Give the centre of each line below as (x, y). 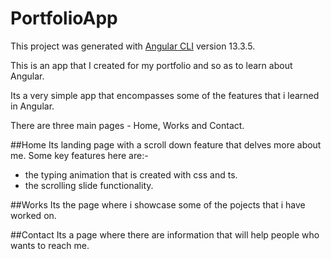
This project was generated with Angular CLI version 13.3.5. (133, 46)
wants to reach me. (50, 245)
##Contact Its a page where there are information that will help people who (165, 234)
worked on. (33, 215)
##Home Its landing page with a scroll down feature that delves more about (166, 144)
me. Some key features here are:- (79, 155)
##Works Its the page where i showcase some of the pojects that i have (158, 204)
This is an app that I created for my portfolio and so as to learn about (151, 65)
